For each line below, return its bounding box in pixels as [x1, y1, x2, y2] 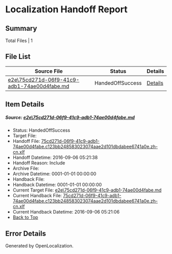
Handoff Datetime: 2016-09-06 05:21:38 [12, 155, 98, 161]
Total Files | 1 [5, 37, 33, 44]
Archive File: [12, 165, 39, 172]
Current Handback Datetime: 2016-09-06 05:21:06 [12, 209, 120, 215]
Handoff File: [12, 138, 40, 144]
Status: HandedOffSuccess [12, 127, 71, 134]
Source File [34, 68, 63, 75]
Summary [5, 24, 37, 33]
